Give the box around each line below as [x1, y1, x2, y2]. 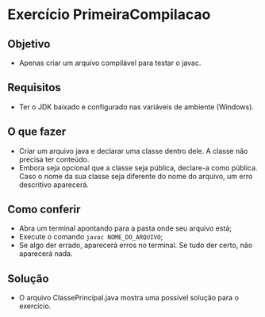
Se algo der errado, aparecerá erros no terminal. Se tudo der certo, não [18, 240, 253, 250]
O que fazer [7, 125, 67, 139]
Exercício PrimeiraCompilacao [7, 6, 211, 24]
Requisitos [7, 81, 61, 94]
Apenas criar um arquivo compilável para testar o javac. [18, 58, 202, 67]
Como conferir [7, 203, 81, 216]
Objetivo [7, 37, 51, 51]
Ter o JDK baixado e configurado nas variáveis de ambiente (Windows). [18, 101, 255, 112]
